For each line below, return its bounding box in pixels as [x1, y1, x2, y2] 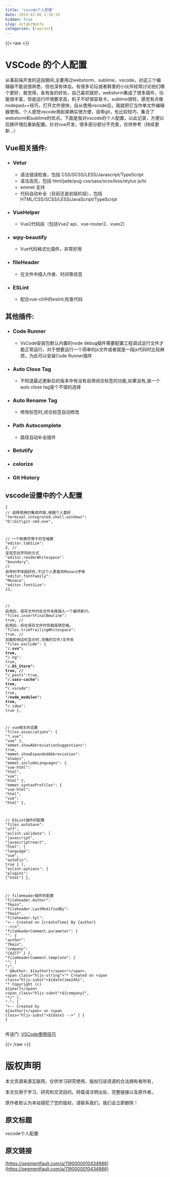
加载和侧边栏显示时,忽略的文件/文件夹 [5, 637, 74, 642]
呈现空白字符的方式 [5, 550, 39, 555]
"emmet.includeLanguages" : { [5, 761, 67, 766]
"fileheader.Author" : [5, 898, 51, 903]
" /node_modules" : [5, 694, 42, 700]
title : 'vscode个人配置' [5, 7, 55, 13]
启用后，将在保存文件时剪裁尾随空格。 [5, 623, 73, 628]
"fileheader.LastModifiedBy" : [5, 906, 69, 912]
